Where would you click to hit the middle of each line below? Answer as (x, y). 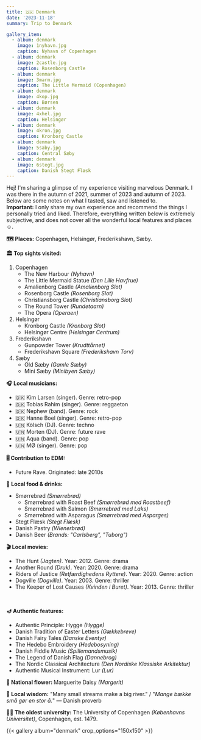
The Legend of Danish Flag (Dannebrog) (66, 658)
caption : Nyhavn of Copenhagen (57, 52)
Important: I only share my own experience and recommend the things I (97, 207)
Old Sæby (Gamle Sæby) (55, 365)
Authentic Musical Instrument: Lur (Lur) (64, 670)
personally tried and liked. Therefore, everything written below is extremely (100, 214)
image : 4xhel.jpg (39, 113)
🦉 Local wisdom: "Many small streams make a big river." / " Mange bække (99, 694)
